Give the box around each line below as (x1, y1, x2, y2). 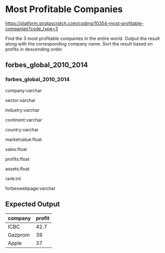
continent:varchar (5, 117, 43, 123)
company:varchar (5, 87, 42, 93)
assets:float (5, 166, 30, 172)
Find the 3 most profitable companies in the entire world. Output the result (5, 35, 160, 41)
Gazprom (8, 231, 30, 238)
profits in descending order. (5, 46, 63, 52)
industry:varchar (5, 107, 39, 113)
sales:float (5, 146, 27, 152)
